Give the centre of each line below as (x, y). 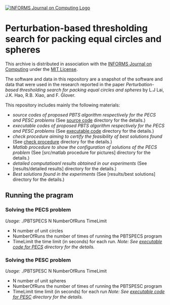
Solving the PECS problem (38, 210)
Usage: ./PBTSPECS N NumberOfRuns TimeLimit (56, 221)
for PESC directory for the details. (48, 297)
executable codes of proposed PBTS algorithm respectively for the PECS (89, 125)
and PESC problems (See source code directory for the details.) (79, 120)
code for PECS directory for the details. (54, 247)
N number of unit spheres (39, 281)
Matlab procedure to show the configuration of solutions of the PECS (85, 147)
